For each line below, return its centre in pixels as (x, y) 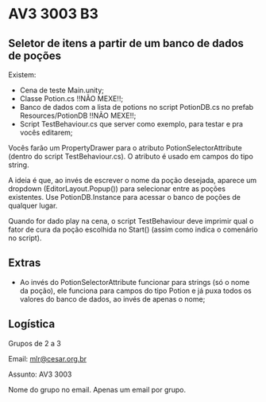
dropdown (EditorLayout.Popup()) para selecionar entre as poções (117, 189)
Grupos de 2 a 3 (35, 343)
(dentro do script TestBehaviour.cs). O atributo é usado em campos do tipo (131, 156)
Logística (32, 324)
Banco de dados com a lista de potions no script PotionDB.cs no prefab (137, 107)
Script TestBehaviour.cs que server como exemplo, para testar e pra (131, 124)
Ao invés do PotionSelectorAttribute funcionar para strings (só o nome (135, 282)
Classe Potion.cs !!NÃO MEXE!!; (71, 99)
